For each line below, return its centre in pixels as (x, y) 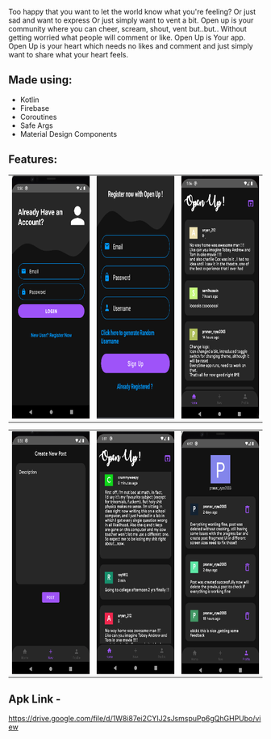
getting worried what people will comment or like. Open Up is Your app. (127, 37)
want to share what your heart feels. (69, 55)
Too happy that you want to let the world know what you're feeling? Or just (132, 12)
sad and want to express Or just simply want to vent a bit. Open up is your (131, 20)
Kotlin (29, 100)
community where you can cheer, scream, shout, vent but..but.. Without (128, 29)
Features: (33, 160)
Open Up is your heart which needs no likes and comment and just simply (131, 46)
